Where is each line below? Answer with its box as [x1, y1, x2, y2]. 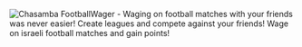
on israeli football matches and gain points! [9, 28, 170, 38]
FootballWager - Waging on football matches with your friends [60, 9, 293, 19]
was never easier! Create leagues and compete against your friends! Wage [9, 18, 288, 29]
